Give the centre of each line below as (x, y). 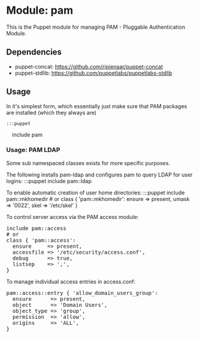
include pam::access (37, 228)
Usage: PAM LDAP (33, 150)
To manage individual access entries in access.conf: (71, 281)
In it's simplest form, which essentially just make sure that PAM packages (97, 106)
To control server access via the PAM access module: (73, 217)
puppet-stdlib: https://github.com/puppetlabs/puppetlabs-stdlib (94, 73)
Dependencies (34, 52)
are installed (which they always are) (52, 112)
